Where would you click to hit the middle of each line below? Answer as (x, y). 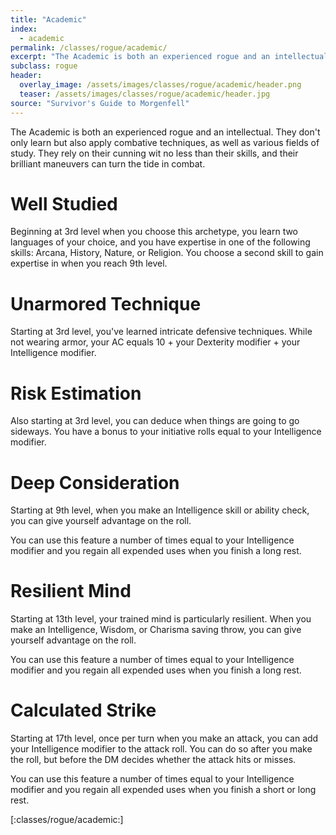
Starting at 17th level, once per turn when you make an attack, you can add (164, 738)
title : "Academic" (48, 19)
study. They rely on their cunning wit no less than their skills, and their (154, 153)
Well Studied (64, 203)
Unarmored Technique (106, 303)
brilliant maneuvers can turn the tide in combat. (108, 163)
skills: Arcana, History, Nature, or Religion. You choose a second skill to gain (167, 253)
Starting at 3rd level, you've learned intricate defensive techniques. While (161, 332)
